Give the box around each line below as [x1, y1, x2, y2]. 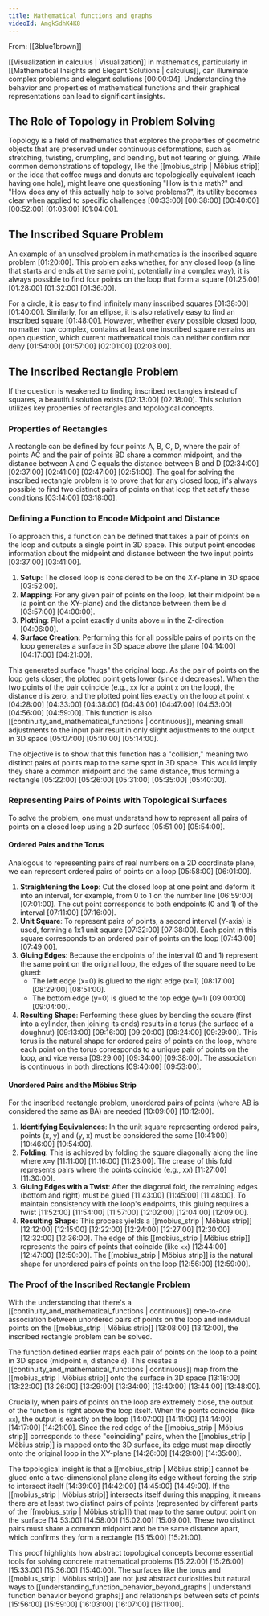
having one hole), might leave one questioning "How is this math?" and [8, 179, 243, 188]
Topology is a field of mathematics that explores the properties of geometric [8, 136, 261, 146]
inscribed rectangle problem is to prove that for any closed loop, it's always [8, 476, 258, 485]
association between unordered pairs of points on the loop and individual [8, 1314, 251, 1324]
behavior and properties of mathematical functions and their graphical [8, 82, 241, 93]
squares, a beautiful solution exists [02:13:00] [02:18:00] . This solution [8, 394, 242, 404]
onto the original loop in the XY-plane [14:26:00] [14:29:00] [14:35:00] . [8, 1448, 243, 1457]
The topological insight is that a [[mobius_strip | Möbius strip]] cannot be [8, 1464, 249, 1474]
